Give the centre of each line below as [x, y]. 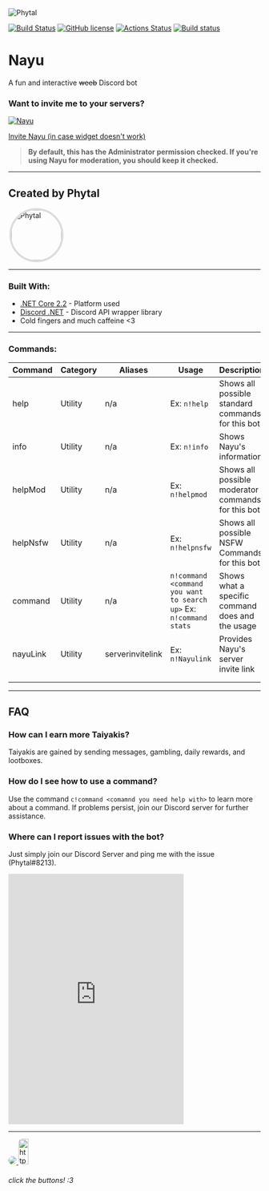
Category [79, 369]
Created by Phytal [54, 193]
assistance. [27, 816]
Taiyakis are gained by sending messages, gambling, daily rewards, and [127, 752]
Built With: [29, 286]
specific [234, 595]
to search [189, 600]
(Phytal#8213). [32, 862]
